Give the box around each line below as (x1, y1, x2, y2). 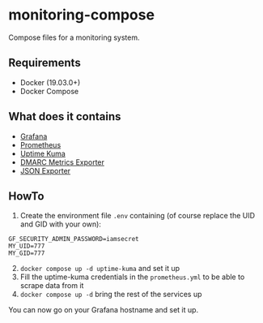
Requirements (8, 56, 81, 70)
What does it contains (8, 110, 121, 123)
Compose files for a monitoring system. (8, 32, 140, 42)
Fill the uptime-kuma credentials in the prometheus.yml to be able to (19, 272, 245, 282)
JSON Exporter (19, 166, 71, 175)
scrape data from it (19, 281, 84, 291)
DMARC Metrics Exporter (19, 157, 105, 167)
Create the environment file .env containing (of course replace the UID (19, 211, 256, 221)
